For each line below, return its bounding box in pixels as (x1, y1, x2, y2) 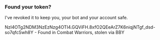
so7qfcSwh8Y (5, 30, 34, 36)
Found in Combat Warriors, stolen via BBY (38, 30, 125, 36)
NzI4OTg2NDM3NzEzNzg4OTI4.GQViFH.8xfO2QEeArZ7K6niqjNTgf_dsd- (5, 24, 155, 30)
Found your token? (5, 3, 52, 10)
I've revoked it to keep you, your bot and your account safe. (5, 15, 128, 21)
